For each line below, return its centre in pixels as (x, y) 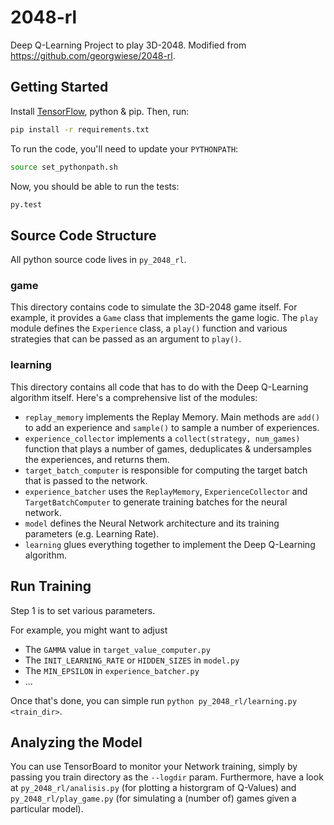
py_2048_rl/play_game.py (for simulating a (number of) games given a (153, 798)
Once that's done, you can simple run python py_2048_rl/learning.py (154, 700)
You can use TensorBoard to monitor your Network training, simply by (154, 767)
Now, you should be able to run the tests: (95, 186)
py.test (26, 204)
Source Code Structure (83, 235)
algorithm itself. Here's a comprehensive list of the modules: (134, 397)
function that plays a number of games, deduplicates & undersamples (168, 448)
